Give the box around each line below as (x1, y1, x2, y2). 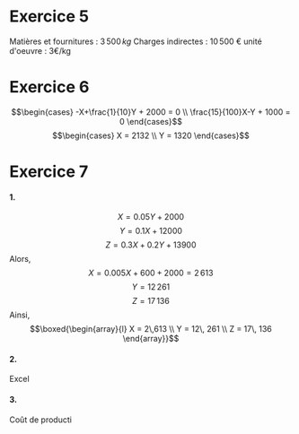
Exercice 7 (9, 161, 89, 182)
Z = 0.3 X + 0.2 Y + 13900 (105, 239, 197, 250)
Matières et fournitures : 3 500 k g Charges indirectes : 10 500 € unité (9, 36, 262, 47)
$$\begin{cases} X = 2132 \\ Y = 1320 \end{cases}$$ (52, 130, 250, 141)
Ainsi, (9, 309, 31, 320)
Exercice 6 (9, 77, 90, 98)
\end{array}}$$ (122, 334, 180, 344)
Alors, (9, 254, 31, 265)
